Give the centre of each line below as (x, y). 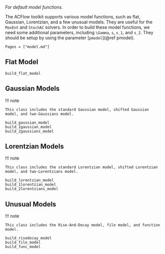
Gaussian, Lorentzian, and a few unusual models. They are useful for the (79, 22)
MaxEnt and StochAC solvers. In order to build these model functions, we (77, 27)
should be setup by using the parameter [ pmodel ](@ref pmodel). (70, 38)
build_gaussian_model (27, 123)
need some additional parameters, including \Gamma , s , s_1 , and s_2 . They (79, 32)
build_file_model (23, 243)
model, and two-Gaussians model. (40, 114)
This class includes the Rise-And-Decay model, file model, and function (83, 225)
